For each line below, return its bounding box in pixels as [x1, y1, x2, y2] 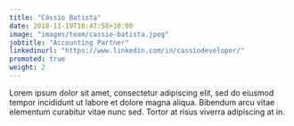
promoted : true [9, 55, 66, 63]
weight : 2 [9, 63, 46, 72]
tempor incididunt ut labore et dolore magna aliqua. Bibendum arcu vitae [9, 97, 275, 107]
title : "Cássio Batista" [9, 13, 102, 22]
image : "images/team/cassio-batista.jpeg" [9, 29, 169, 38]
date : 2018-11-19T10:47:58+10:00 [9, 21, 134, 30]
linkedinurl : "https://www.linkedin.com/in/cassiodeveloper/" [9, 46, 245, 55]
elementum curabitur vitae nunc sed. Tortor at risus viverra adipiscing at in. [9, 106, 285, 117]
